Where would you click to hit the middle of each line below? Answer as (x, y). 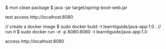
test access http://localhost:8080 (39, 17)
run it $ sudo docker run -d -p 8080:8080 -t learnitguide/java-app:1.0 (76, 32)
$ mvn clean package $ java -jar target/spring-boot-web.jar (66, 8)
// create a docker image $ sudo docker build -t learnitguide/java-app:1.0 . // (83, 26)
